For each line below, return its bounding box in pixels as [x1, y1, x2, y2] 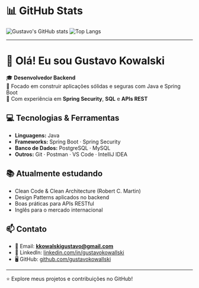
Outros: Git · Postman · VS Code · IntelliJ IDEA [14, 151, 128, 158]
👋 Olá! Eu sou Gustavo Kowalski [6, 54, 165, 68]
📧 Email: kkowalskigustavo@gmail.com [14, 243, 114, 250]
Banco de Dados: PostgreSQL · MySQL [14, 144, 111, 151]
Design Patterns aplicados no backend [14, 193, 110, 201]
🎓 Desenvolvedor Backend [6, 74, 76, 81]
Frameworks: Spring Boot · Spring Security [14, 138, 121, 145]
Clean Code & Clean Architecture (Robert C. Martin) [14, 187, 141, 194]
